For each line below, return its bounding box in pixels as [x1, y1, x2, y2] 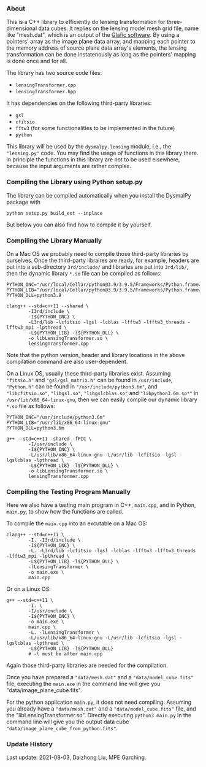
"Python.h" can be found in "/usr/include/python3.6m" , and [6, 382, 158, 390]
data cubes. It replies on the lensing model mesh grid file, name [38, 25, 199, 32]
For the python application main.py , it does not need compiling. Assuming [6, 698, 192, 706]
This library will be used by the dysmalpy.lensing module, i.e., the [6, 143, 172, 150]
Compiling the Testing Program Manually [6, 487, 131, 496]
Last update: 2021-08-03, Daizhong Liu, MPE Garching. [6, 754, 147, 761]
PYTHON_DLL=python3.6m [6, 425, 64, 431]
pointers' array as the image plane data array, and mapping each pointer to [6, 38, 196, 45]
